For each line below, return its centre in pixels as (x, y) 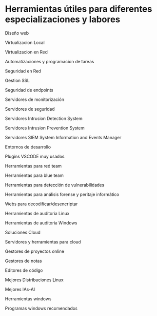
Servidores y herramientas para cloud (43, 242)
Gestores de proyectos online (35, 251)
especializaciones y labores (63, 19)
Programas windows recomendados (41, 308)
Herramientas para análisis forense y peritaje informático (62, 194)
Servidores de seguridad (30, 109)
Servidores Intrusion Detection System (44, 118)
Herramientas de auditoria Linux (37, 213)
